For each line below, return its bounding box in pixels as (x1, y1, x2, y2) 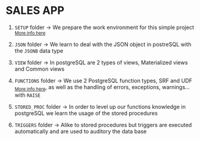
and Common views (14, 65, 65, 73)
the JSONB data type (14, 47, 63, 54)
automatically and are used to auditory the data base (14, 128, 147, 135)
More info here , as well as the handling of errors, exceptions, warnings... (14, 83, 190, 92)
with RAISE (14, 91, 41, 99)
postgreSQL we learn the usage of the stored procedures (14, 110, 158, 117)
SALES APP (5, 4, 64, 18)
